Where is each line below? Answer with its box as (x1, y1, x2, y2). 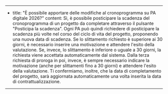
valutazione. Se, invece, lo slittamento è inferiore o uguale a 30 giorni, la (12, 47, 161, 53)
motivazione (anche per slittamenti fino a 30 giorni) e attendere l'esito (12, 63, 156, 69)
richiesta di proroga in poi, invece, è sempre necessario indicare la (12, 58, 150, 63)
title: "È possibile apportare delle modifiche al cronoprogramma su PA (12, 10, 156, 15)
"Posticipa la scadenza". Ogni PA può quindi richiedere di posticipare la (12, 26, 159, 31)
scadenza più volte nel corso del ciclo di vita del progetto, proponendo (12, 31, 158, 37)
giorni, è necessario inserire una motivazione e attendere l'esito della (12, 42, 155, 47)
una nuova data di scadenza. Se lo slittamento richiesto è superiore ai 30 (12, 36, 162, 42)
